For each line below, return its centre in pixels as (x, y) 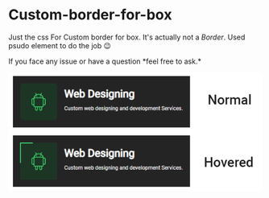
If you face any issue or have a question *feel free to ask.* (105, 61)
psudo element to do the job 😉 (60, 45)
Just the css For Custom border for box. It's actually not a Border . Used (127, 37)
